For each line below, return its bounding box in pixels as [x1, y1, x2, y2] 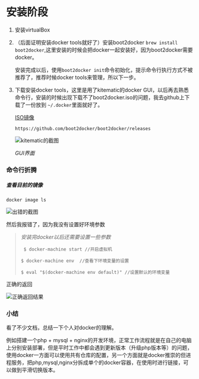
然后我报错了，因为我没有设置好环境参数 [6, 220, 105, 228]
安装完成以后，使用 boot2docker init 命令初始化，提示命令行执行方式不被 [14, 66, 193, 73]
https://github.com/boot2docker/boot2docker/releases [14, 125, 151, 131]
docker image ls [6, 197, 46, 203]
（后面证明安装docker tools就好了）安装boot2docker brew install [14, 39, 178, 46]
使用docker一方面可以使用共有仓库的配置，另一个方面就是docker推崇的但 [6, 352, 186, 359]
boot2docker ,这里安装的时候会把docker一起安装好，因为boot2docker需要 [14, 46, 193, 53]
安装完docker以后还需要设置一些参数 [20, 233, 111, 241]
